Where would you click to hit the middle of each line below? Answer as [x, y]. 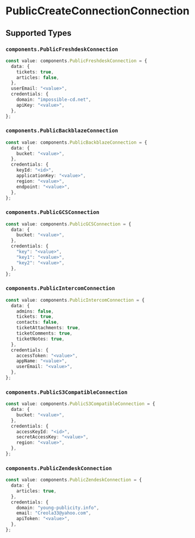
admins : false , [35, 311]
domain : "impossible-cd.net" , [54, 100]
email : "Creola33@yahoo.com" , [54, 513]
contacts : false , [38, 322]
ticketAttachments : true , [49, 328]
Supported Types [39, 33]
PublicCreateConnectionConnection [97, 11]
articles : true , [37, 491]
